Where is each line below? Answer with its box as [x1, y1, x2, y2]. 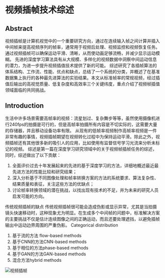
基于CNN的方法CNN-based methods [12, 239, 87, 245]
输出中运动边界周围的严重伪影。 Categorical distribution [5, 222, 118, 228]
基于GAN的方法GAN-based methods [12, 251, 86, 257]
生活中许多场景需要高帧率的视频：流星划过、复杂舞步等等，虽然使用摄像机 [5, 115, 156, 121]
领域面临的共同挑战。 [5, 87, 48, 93]
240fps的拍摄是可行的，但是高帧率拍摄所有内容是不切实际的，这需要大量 [9, 121, 158, 127]
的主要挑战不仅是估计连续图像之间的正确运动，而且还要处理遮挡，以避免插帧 [5, 216, 160, 222]
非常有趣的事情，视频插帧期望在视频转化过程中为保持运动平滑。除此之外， [5, 134, 156, 139]
